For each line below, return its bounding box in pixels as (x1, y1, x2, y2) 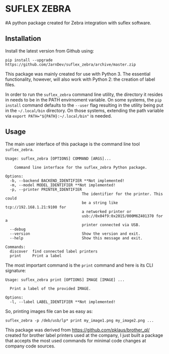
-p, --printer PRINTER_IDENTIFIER (10, 187, 82, 192)
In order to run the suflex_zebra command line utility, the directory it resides (5, 91, 163, 97)
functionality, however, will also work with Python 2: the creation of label (5, 76, 155, 82)
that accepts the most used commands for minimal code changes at (5, 337, 146, 343)
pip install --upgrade (5, 58, 53, 63)
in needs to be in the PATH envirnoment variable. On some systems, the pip (5, 96, 162, 103)
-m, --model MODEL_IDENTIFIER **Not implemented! (10, 182, 116, 187)
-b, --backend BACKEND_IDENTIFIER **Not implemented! (10, 178, 125, 183)
